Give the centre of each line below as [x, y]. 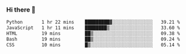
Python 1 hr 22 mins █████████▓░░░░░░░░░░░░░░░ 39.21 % [93, 22]
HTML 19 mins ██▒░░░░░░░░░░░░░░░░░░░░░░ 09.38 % [93, 34]
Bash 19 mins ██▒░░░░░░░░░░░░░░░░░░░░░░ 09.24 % [93, 39]
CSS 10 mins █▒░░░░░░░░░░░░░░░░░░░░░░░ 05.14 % [93, 45]
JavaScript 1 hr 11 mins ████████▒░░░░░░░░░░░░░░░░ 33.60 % [93, 28]
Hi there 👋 [21, 10]
